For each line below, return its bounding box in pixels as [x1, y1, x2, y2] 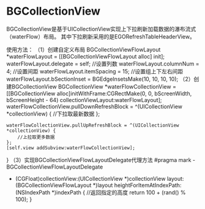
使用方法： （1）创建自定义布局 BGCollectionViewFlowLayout [6, 46, 161, 53]
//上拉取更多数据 [17, 134, 55, 140]
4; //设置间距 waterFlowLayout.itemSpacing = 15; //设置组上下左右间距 [6, 67, 184, 75]
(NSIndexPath [15, 188, 51, 196]
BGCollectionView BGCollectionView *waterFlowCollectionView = [11, 82, 176, 90]
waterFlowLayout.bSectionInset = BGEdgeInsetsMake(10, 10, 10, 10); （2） [6, 75, 194, 82]
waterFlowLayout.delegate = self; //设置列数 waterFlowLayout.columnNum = [6, 60, 199, 67]
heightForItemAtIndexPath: [114, 182, 182, 189]
